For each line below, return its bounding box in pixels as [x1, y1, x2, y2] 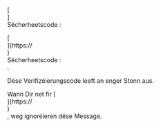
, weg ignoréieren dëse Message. [7, 112, 102, 120]
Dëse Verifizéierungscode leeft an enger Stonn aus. [7, 77, 154, 85]
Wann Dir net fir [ [7, 90, 56, 98]
